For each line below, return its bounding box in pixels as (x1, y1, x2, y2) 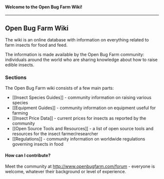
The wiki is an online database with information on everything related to (5, 37, 149, 43)
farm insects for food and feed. (5, 42, 68, 48)
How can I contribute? (5, 152, 51, 158)
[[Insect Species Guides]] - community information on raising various (12, 95, 152, 100)
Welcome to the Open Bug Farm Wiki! (5, 4, 82, 10)
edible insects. (5, 62, 35, 68)
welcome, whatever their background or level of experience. (5, 168, 126, 174)
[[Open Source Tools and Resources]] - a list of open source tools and (12, 126, 154, 132)
